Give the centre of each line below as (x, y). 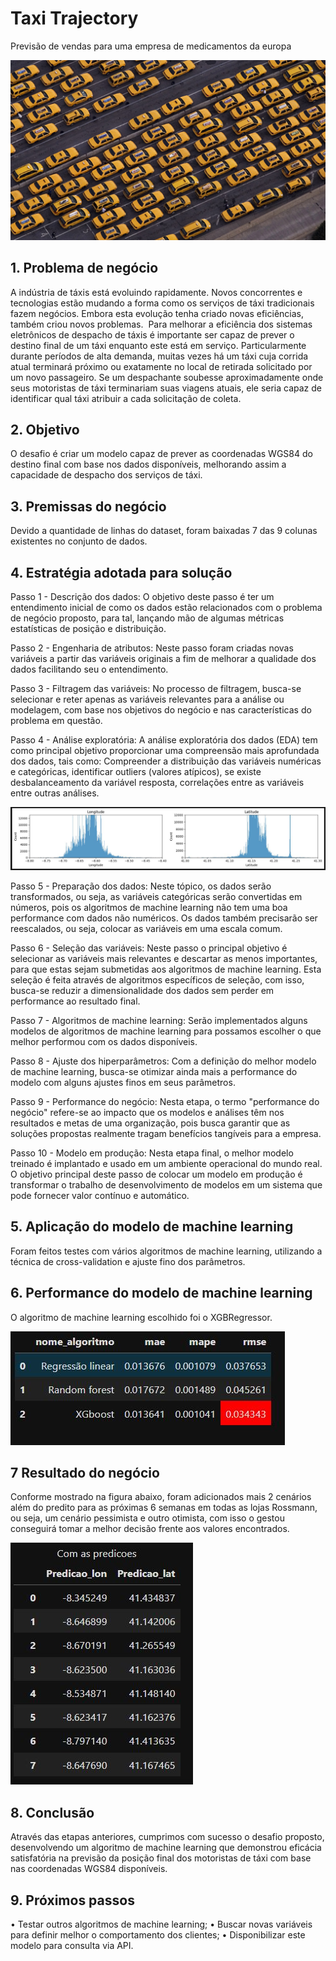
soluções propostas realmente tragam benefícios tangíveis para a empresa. (166, 1133)
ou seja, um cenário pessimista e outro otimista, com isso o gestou (147, 1518)
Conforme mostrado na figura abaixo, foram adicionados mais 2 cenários (161, 1497)
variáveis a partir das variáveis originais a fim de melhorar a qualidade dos (163, 659)
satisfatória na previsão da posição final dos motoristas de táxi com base (161, 1858)
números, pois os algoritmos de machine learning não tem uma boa (149, 907)
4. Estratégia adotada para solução (121, 572)
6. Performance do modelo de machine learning (161, 1293)
